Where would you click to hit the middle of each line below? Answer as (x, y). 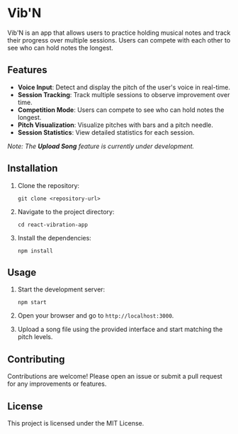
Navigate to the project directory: (66, 211)
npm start (32, 303)
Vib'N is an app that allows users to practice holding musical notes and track (119, 33)
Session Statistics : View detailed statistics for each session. (106, 132)
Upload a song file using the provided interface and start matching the (120, 329)
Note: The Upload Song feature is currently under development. (101, 146)
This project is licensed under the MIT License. (76, 423)
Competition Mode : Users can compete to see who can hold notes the (121, 110)
